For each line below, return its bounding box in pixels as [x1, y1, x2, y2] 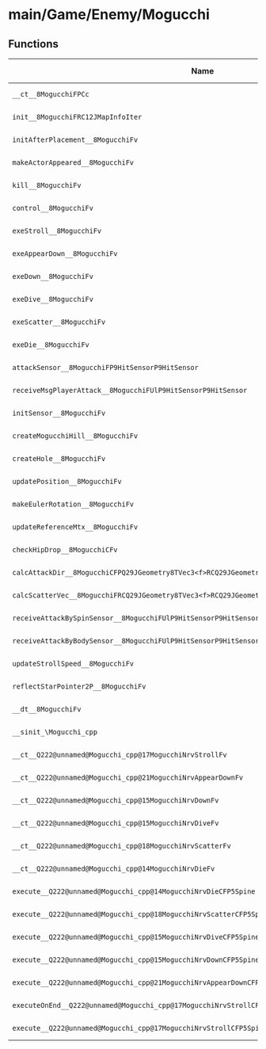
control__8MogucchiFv [12, 204, 93, 212]
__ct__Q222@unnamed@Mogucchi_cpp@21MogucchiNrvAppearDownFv [12, 773, 244, 782]
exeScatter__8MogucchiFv [12, 318, 106, 326]
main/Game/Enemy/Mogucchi [8, 6, 210, 24]
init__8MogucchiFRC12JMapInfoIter [12, 113, 142, 121]
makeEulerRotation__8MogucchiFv [12, 500, 135, 509]
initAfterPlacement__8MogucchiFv [12, 135, 139, 144]
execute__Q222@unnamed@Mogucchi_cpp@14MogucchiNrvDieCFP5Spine [12, 887, 256, 896]
